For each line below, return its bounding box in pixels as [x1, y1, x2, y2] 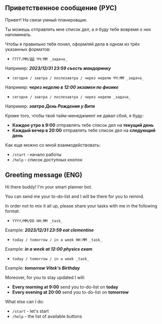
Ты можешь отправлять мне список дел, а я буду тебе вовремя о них [5, 26, 151, 32]
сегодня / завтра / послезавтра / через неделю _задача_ [12, 94, 131, 99]
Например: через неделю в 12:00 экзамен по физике [5, 84, 119, 90]
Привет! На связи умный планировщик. [5, 17, 88, 23]
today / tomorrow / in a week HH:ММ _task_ [12, 237, 103, 242]
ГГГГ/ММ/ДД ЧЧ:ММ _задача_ [12, 56, 68, 62]
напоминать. [5, 31, 32, 37]
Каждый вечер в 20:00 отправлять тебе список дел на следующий [12, 127, 156, 133]
